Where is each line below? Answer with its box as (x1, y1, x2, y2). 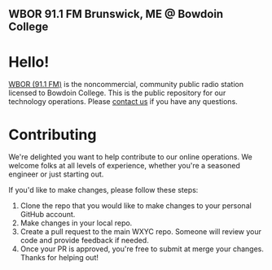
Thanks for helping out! (20, 253, 99, 263)
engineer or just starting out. (8, 169, 104, 179)
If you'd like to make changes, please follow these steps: (8, 185, 199, 195)
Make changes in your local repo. (20, 218, 133, 228)
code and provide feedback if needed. (20, 236, 149, 246)
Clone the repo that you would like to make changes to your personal (20, 201, 252, 211)
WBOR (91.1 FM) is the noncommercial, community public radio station (8, 80, 244, 89)
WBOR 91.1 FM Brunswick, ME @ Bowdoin (8, 7, 224, 21)
